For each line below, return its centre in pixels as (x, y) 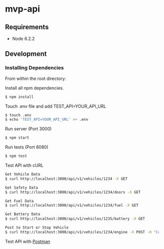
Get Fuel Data (20, 201)
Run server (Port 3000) (29, 129)
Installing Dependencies (35, 68)
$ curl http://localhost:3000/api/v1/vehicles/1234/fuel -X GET (72, 206)
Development (26, 54)
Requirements (27, 27)
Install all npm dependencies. (34, 88)
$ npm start (17, 138)
